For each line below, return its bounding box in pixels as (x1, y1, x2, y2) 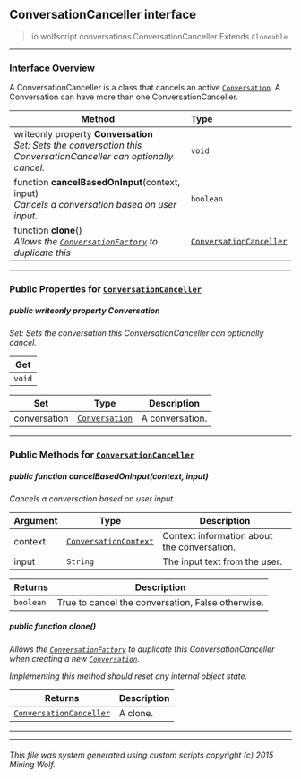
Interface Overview (9, 62, 96, 74)
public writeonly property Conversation (9, 304, 160, 316)
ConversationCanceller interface (9, 7, 197, 22)
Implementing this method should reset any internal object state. (9, 671, 248, 681)
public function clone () (9, 621, 97, 632)
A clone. (118, 706, 154, 719)
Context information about (162, 529, 273, 542)
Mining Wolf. (9, 759, 56, 770)
